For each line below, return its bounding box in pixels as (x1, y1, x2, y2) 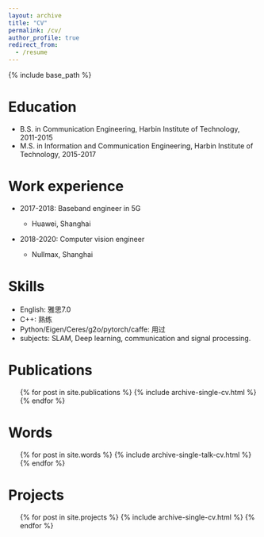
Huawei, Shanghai (31, 219, 91, 228)
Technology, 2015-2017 (19, 149, 97, 159)
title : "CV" (8, 19, 48, 27)
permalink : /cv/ (8, 26, 62, 34)
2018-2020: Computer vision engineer (19, 234, 145, 244)
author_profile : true (8, 33, 80, 42)
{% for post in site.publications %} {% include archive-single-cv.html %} (19, 387, 257, 397)
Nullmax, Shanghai (31, 249, 94, 259)
